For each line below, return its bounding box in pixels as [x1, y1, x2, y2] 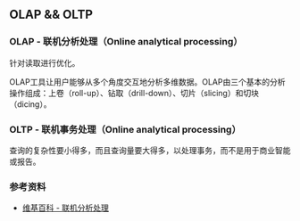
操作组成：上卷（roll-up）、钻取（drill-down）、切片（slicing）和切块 [9, 87, 259, 98]
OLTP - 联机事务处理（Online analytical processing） [9, 123, 241, 135]
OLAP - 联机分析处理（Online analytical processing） [9, 36, 243, 48]
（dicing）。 [9, 98, 52, 110]
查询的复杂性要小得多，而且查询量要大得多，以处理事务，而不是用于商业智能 [9, 144, 291, 155]
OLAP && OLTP [9, 7, 94, 22]
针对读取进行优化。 [9, 57, 80, 68]
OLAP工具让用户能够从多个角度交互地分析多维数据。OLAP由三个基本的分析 [9, 76, 286, 87]
